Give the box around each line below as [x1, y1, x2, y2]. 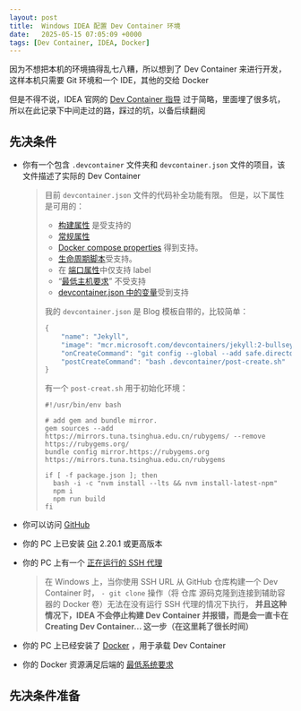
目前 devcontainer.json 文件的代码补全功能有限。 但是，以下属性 [44, 190, 285, 201]
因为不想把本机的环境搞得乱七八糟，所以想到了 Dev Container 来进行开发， [9, 64, 287, 74]
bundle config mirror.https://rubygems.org [44, 448, 211, 457]
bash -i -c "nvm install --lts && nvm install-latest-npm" [52, 479, 278, 488]
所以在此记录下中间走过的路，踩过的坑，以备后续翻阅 [9, 105, 206, 116]
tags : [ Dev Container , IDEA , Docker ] [9, 38, 150, 47]
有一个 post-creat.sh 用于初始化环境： [44, 382, 188, 394]
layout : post [9, 13, 58, 22]
